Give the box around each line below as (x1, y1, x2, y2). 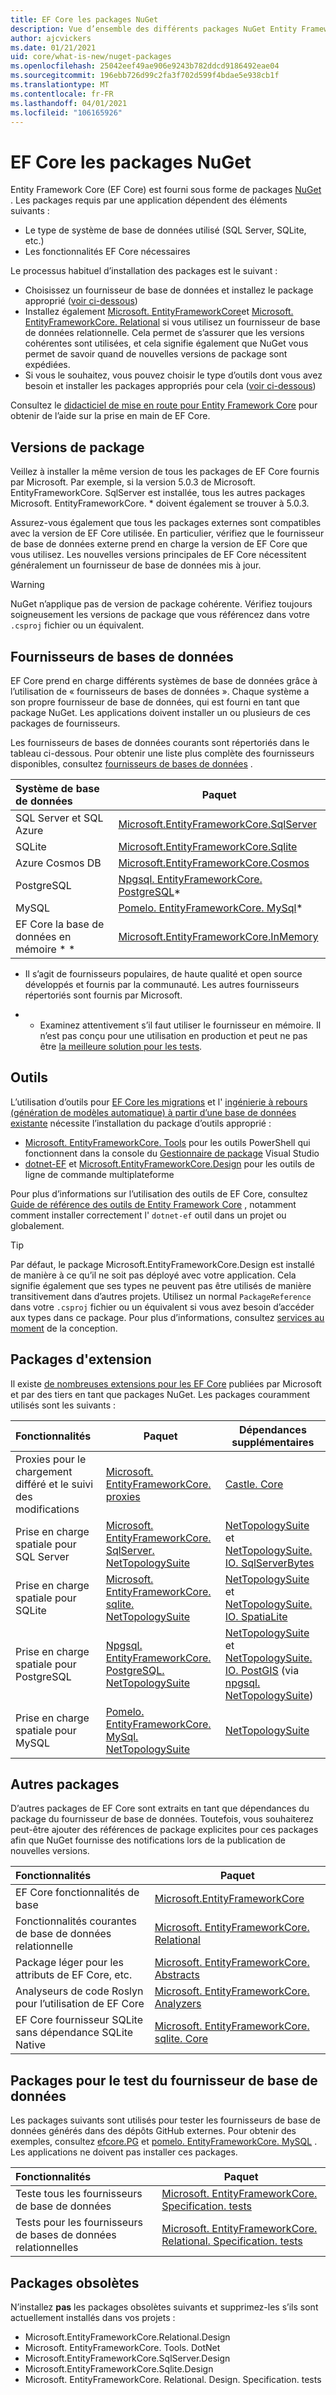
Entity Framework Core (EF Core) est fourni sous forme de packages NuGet (10, 184, 322, 196)
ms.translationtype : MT (10, 80, 110, 90)
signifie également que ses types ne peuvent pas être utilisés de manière (10, 1279, 312, 1291)
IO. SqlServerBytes (224, 1556, 315, 1570)
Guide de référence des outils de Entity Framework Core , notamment (10, 1198, 297, 1210)
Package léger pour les (15, 1956, 125, 1970)
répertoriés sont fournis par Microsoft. (24, 989, 183, 1001)
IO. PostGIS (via (224, 1663, 300, 1677)
